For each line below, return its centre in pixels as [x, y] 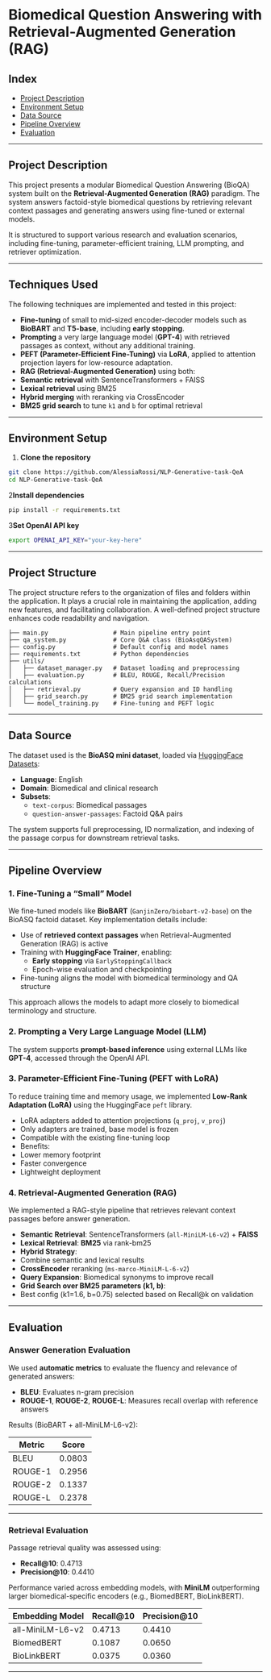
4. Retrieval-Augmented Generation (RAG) [93, 1192]
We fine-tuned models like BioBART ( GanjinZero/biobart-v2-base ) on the [130, 911]
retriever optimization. [45, 252]
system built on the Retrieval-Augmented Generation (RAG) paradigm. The [134, 193]
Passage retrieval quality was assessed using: [85, 1548]
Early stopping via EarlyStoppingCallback [102, 961]
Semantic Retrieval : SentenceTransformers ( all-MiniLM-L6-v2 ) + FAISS [139, 1234]
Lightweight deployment [60, 1171]
